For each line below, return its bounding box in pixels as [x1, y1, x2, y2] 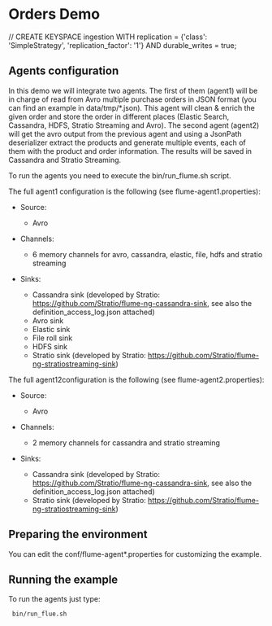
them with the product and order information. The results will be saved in [8, 146, 253, 155]
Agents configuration [8, 64, 119, 78]
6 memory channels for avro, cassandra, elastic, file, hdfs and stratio [32, 249, 263, 259]
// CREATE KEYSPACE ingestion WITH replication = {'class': [8, 32, 208, 42]
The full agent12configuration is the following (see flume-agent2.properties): [8, 374, 265, 384]
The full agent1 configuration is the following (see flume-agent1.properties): [8, 186, 261, 196]
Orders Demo [8, 5, 100, 24]
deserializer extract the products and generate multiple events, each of [8, 138, 246, 147]
